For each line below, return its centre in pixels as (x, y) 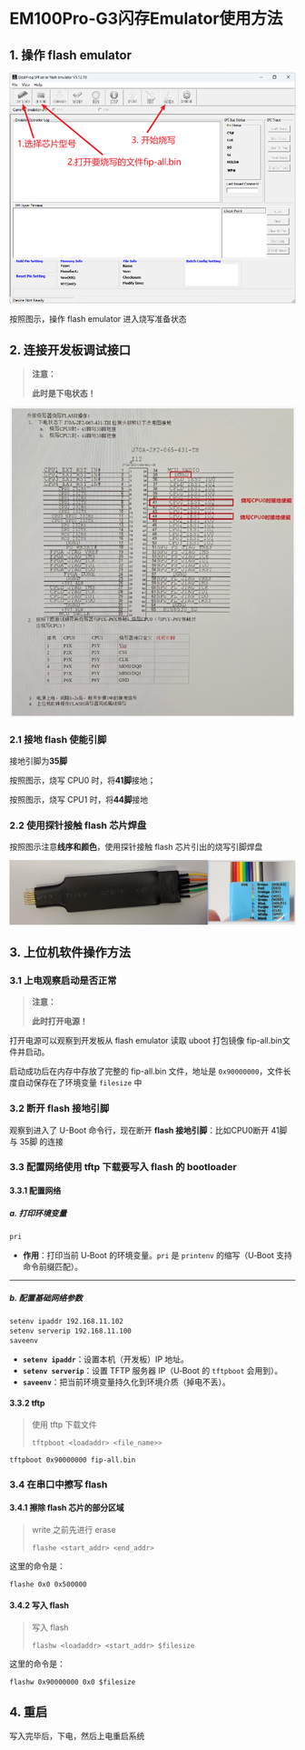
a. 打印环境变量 (38, 1213)
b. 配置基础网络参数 (46, 1297)
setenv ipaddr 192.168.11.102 (67, 1321)
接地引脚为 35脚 (39, 761)
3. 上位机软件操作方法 (70, 952)
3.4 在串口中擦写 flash (59, 1485)
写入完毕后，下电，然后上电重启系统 (77, 1735)
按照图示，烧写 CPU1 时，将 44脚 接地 (79, 799)
